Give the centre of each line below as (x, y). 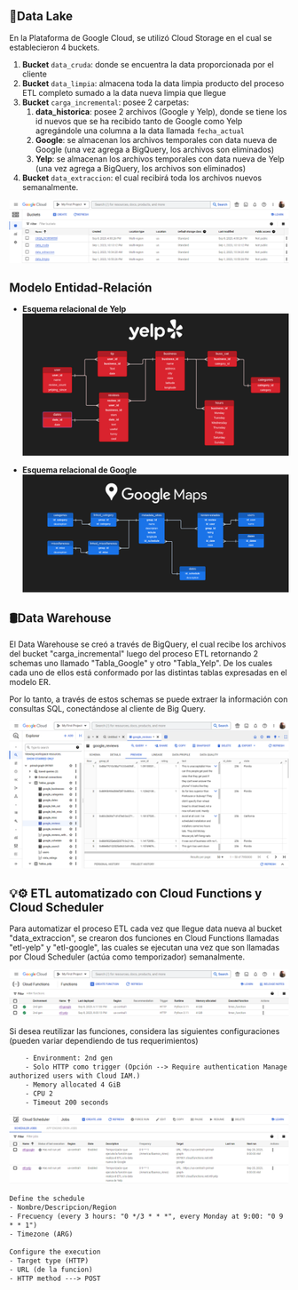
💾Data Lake (41, 16)
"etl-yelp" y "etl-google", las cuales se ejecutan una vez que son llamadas (145, 948)
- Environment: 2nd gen (69, 1058)
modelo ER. (30, 681)
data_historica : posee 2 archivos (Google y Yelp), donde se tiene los (161, 111)
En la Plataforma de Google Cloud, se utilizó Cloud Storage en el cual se (141, 37)
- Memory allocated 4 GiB (73, 1085)
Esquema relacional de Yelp (74, 309)
